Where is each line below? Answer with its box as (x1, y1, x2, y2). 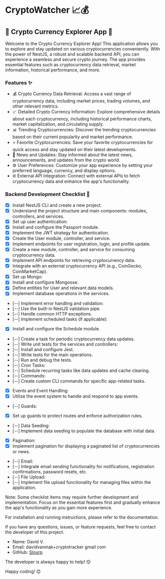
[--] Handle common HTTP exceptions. (12, 311, 93, 317)
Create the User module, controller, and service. (12, 235, 111, 241)
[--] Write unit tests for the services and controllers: (12, 341, 118, 347)
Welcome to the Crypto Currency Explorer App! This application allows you (5, 41, 158, 47)
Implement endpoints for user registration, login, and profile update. (12, 241, 151, 247)
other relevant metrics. (12, 103, 59, 109)
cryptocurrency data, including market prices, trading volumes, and (12, 98, 150, 104)
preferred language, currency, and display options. (12, 167, 116, 174)
